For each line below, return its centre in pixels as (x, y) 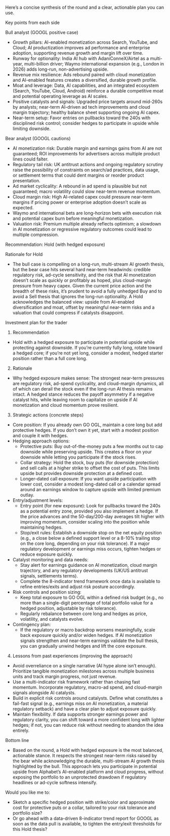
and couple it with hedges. (40, 436)
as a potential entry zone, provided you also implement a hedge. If (89, 511)
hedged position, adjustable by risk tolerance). (69, 608)
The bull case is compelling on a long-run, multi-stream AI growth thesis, (89, 264)
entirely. (21, 730)
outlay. (27, 495)
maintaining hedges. (41, 527)
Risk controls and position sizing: (47, 592)
